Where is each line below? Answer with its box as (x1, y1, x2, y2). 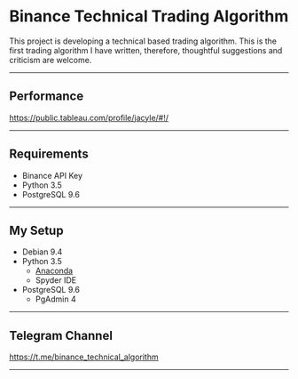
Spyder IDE (35, 275, 77, 286)
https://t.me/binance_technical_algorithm (9, 351, 159, 362)
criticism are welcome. (9, 54, 92, 65)
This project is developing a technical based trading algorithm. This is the (9, 36, 278, 46)
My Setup (9, 222, 64, 238)
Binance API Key (21, 170, 82, 181)
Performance (9, 89, 84, 104)
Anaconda (35, 265, 74, 277)
